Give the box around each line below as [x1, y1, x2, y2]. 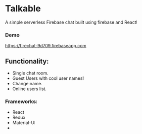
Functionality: [5, 57, 49, 66]
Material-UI [12, 120, 36, 126]
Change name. [12, 81, 43, 87]
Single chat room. [12, 70, 48, 76]
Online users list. [12, 86, 47, 92]
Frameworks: [5, 98, 38, 105]
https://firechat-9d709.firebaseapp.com [5, 43, 87, 49]
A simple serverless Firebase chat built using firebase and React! [5, 19, 138, 25]
